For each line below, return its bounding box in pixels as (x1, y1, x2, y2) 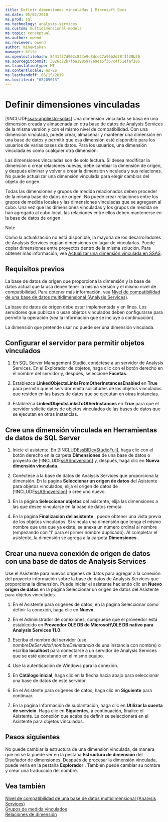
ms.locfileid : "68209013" (5, 77, 59, 82)
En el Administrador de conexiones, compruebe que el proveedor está (12, 616, 158, 622)
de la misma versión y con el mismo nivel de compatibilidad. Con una (5, 126, 148, 132)
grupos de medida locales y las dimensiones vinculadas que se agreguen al (5, 199, 161, 205)
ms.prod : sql (5, 17, 33, 22)
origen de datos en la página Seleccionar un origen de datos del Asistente (5, 586, 159, 592)
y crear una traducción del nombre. (5, 767, 78, 773)
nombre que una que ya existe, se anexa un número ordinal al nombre (12, 524, 157, 530)
